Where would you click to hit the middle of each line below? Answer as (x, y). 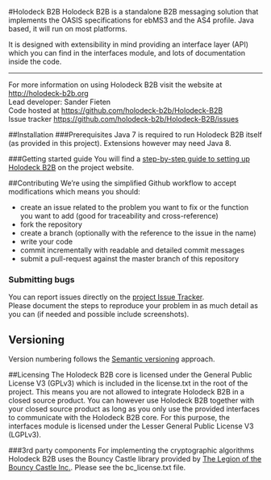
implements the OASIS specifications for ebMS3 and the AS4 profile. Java (131, 20)
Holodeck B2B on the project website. (71, 167)
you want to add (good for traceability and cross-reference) (119, 216)
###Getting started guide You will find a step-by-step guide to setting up (129, 159)
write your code (46, 242)
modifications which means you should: (75, 192)
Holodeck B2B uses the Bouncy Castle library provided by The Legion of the (135, 459)
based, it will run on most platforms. (68, 29)
